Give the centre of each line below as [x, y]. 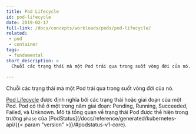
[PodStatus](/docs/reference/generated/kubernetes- [112, 119]
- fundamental [26, 55]
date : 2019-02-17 [27, 22]
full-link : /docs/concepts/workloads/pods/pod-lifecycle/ [79, 28]
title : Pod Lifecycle [33, 11]
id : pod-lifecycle [29, 17]
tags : [13, 50]
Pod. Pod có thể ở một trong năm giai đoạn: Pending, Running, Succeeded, [97, 106]
